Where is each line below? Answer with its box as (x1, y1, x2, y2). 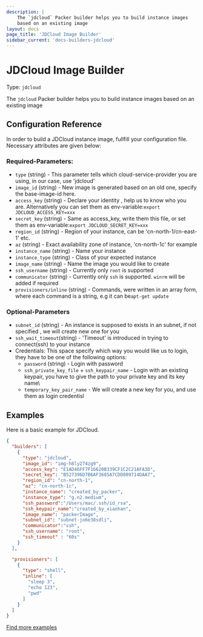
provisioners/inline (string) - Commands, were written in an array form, (15, 286, 198, 294)
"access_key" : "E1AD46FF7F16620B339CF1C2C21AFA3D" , (22, 466, 156, 472)
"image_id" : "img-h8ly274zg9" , (22, 460, 102, 467)
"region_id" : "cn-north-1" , (22, 478, 94, 484)
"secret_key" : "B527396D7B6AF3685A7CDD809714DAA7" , (22, 472, 156, 478)
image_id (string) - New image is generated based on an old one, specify (15, 184, 197, 191)
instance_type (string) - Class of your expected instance (15, 253, 156, 261)
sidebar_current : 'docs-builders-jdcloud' (6, 37, 115, 43)
